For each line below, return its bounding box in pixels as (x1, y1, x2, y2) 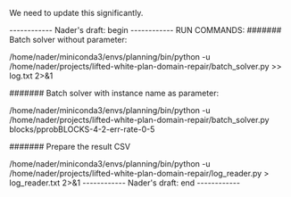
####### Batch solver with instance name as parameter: (9, 88, 220, 98)
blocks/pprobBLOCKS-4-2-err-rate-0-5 (9, 124, 155, 135)
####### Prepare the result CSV (9, 142, 131, 152)
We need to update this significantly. (9, 8, 144, 18)
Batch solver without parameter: (9, 35, 128, 45)
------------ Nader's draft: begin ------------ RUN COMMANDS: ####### (9, 25, 282, 35)
